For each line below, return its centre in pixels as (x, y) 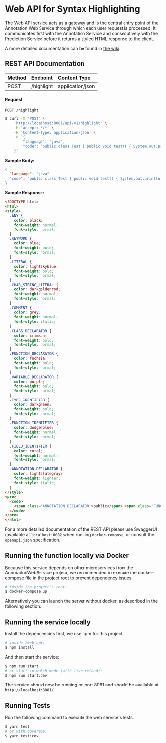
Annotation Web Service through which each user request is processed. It (80, 28)
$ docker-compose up (26, 592)
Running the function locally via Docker (67, 555)
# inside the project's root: (36, 587)
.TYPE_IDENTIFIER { (30, 400)
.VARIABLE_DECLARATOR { (34, 377)
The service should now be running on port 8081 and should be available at (82, 685)
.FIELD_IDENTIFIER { (31, 446)
